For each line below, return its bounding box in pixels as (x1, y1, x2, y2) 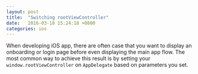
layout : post (6, 8, 39, 15)
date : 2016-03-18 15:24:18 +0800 (6, 20, 96, 26)
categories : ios (6, 25, 47, 32)
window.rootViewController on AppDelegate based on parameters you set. (6, 61, 188, 69)
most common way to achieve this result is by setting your (6, 55, 150, 62)
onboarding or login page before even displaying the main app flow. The (6, 49, 185, 56)
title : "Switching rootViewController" (6, 14, 110, 20)
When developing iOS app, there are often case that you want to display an (6, 42, 192, 49)
